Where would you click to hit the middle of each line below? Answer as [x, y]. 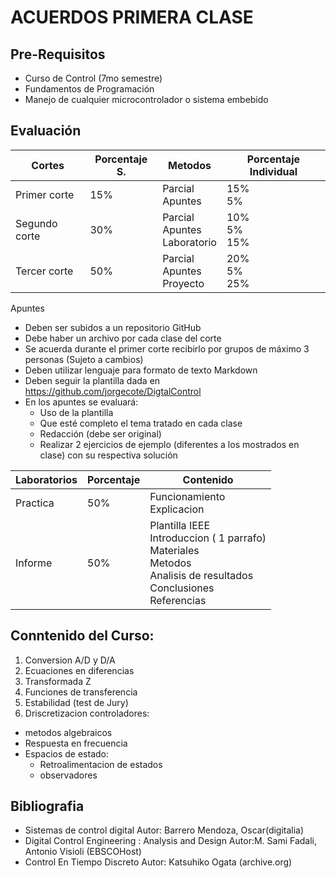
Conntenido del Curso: [82, 636]
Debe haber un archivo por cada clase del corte [123, 338]
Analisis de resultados [201, 575]
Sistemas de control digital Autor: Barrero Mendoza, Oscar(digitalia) [164, 830]
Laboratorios [46, 479]
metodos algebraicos [68, 732]
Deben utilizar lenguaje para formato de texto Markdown [141, 370]
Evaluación [46, 131]
